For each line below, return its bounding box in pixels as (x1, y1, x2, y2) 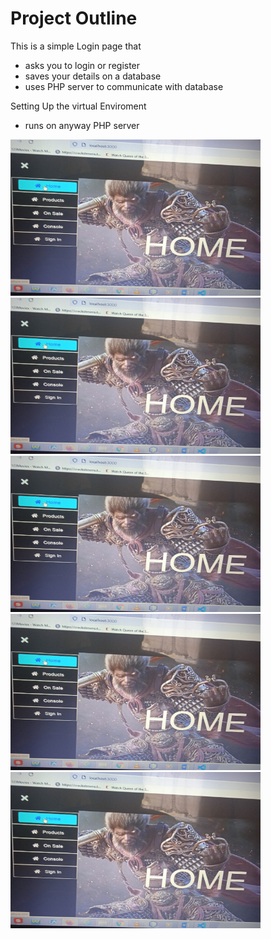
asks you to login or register (24, 59, 141, 71)
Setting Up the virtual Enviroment (10, 100, 147, 112)
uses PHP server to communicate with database (24, 80, 224, 92)
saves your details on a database (24, 70, 162, 82)
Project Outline (10, 7, 138, 30)
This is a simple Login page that (10, 40, 142, 52)
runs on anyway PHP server (24, 119, 140, 131)
